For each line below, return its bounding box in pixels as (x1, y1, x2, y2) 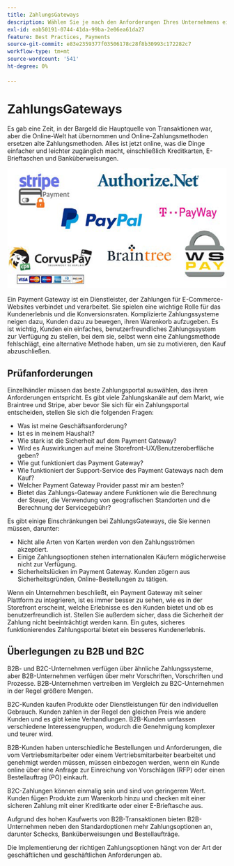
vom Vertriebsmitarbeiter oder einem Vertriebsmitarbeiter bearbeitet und (7, 751, 216, 759)
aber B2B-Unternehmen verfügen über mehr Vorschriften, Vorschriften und (7, 671, 224, 680)
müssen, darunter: (7, 524, 60, 532)
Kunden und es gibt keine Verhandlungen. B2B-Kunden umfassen (7, 714, 196, 723)
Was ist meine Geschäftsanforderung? (17, 421, 127, 430)
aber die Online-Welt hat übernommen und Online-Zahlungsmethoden (7, 131, 209, 140)
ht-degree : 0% (7, 63, 49, 70)
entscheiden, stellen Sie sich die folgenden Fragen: (7, 408, 155, 416)
